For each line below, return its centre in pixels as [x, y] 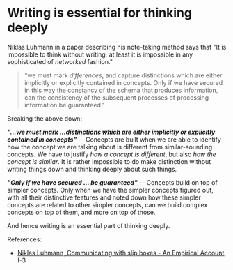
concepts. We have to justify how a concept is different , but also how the [112, 154]
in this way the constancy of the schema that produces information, [121, 90]
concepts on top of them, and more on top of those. [81, 212]
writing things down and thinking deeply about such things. [92, 169]
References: [24, 239]
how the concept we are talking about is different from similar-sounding [110, 147]
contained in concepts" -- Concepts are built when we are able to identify [114, 139]
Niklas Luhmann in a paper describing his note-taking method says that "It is [117, 47]
